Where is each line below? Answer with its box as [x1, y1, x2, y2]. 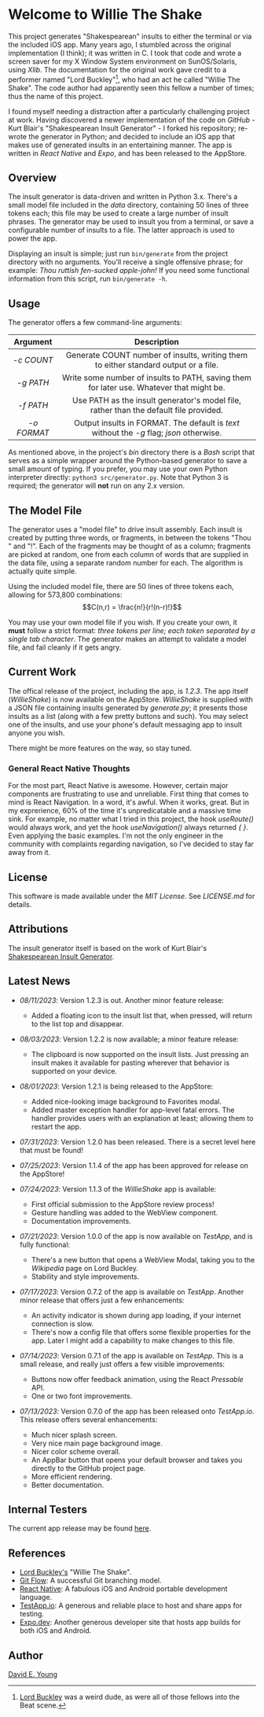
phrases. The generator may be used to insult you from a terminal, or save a [8, 217, 254, 227]
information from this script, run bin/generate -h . [8, 274, 167, 284]
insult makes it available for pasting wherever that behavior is [31, 1058, 230, 1067]
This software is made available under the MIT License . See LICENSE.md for [8, 891, 255, 901]
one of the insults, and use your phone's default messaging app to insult [8, 720, 242, 729]
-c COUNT [13, 355, 53, 366]
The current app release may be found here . [8, 1524, 152, 1533]
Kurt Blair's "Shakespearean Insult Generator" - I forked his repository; [8, 123, 237, 133]
